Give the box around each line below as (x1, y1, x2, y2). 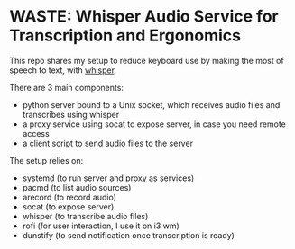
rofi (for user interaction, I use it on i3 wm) (22, 220, 180, 231)
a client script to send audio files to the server (22, 138, 194, 148)
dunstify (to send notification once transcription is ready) (22, 229, 235, 240)
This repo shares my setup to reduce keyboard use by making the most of (9, 55, 284, 66)
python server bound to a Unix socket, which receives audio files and (22, 99, 281, 110)
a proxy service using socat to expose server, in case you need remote (22, 119, 287, 129)
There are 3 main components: (9, 82, 124, 93)
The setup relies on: (9, 155, 84, 165)
